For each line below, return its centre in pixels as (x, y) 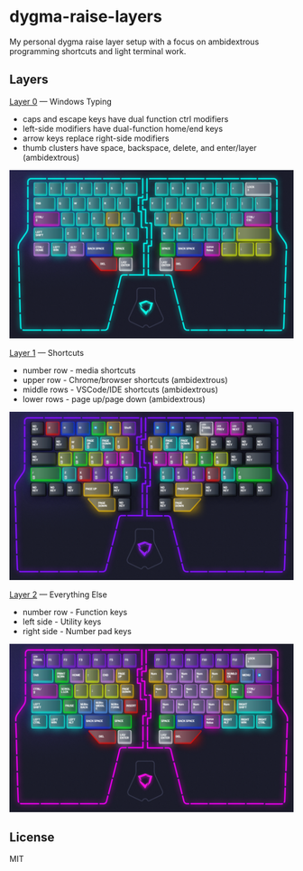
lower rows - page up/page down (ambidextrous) (114, 399)
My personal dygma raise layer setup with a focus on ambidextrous (134, 42)
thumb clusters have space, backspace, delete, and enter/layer (139, 147)
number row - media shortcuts (79, 370)
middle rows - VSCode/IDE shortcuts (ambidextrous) (120, 389)
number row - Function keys (75, 613)
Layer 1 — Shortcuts (46, 353)
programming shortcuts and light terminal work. (98, 51)
